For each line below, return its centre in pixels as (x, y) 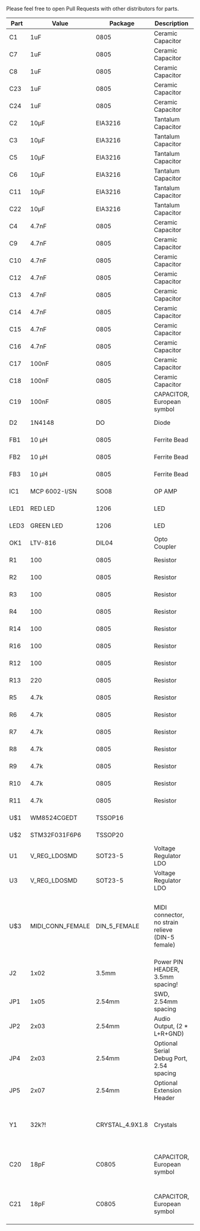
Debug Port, (171, 1058)
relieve (163, 930)
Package (122, 23)
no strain (166, 922)
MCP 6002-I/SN (54, 491)
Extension (168, 1090)
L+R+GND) (169, 1034)
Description (171, 23)
